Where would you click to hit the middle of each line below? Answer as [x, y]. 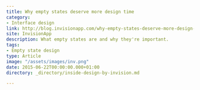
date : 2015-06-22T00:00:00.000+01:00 [53, 67]
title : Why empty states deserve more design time [70, 12]
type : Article [24, 56]
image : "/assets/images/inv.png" [48, 61]
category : [18, 17]
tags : [13, 45]
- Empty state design [33, 51]
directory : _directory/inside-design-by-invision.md [73, 73]
